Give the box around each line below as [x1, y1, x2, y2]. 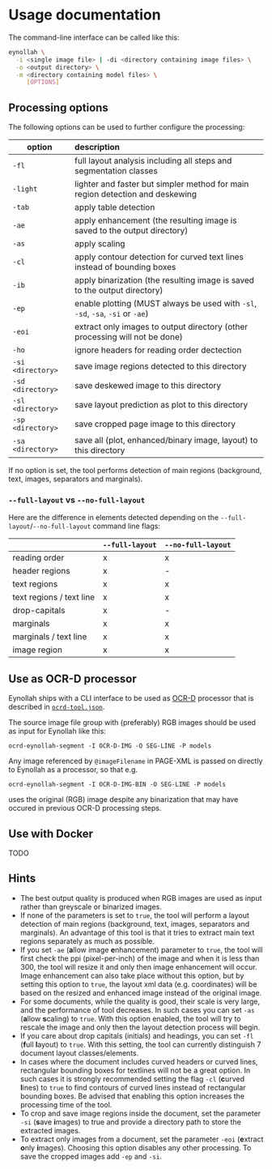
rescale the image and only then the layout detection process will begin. [19, 1022, 261, 1032]
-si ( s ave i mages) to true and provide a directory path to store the [19, 1116, 241, 1127]
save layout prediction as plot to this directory [74, 399, 249, 411]
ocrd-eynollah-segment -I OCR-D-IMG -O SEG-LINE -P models [8, 742, 212, 750]
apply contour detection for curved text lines [74, 251, 244, 262]
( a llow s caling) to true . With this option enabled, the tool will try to [19, 1013, 241, 1023]
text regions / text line [12, 591, 96, 603]
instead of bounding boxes [74, 262, 176, 273]
